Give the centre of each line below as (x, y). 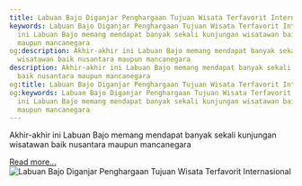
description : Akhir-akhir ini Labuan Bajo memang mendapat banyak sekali (151, 68)
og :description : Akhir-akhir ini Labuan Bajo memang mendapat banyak (142, 51)
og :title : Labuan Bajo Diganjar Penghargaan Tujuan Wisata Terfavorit (144, 84)
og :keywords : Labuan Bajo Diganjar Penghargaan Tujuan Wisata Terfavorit (151, 93)
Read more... (33, 162)
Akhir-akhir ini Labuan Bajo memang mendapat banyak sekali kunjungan (143, 135)
